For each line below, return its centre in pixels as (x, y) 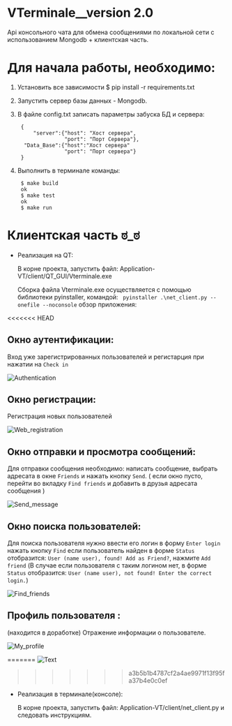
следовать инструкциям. (54, 715)
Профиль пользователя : (64, 616)
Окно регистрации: (52, 400)
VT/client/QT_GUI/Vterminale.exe (65, 276)
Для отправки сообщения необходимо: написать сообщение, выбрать (113, 468)
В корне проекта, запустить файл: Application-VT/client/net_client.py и (121, 707)
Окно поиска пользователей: (74, 526)
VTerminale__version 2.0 (80, 13)
